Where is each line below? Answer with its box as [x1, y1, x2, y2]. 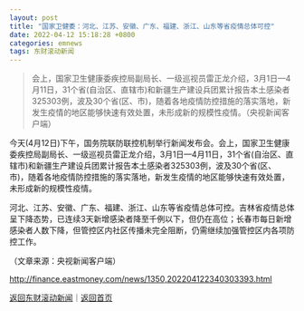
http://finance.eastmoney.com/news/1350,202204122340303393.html [9, 274, 273, 285]
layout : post [9, 13, 59, 23]
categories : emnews [9, 38, 83, 48]
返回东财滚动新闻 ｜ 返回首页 [9, 292, 113, 304]
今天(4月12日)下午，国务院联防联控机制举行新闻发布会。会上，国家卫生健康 [9, 138, 290, 149]
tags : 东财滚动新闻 [9, 47, 75, 56]
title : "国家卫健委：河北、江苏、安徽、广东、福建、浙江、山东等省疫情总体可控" [9, 22, 275, 31]
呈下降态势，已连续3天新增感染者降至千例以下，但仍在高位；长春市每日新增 [9, 214, 292, 225]
